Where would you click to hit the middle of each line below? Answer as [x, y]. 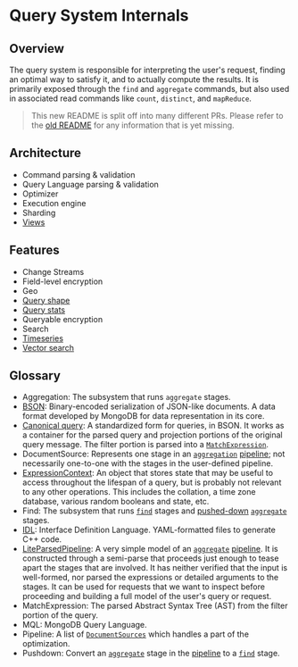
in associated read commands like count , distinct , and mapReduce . [131, 98]
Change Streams [53, 271]
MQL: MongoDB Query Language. [84, 625]
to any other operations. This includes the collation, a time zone [139, 492]
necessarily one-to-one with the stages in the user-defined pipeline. [148, 463]
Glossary [35, 376]
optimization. [46, 644]
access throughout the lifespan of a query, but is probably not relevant [152, 482]
